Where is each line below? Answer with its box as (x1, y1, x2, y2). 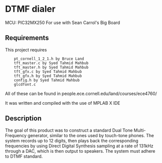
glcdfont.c (14, 82, 36, 87)
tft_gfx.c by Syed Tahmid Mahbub (14, 69, 82, 74)
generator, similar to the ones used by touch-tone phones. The (27, 132, 154, 138)
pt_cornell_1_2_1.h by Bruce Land (14, 56, 84, 61)
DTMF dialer (5, 3, 56, 15)
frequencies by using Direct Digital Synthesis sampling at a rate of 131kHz (5, 143, 154, 149)
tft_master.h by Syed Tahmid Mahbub (14, 65, 89, 70)
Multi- (134, 127, 146, 133)
